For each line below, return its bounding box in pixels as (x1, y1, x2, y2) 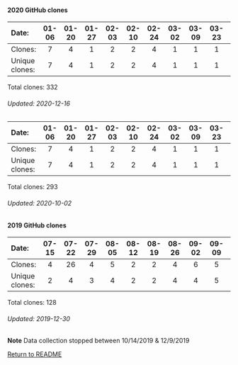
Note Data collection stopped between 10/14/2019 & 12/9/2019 (7, 337, 190, 345)
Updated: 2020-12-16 (7, 99, 71, 108)
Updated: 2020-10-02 (7, 199, 72, 207)
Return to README (7, 350, 62, 359)
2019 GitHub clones (7, 220, 67, 230)
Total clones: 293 (7, 183, 58, 191)
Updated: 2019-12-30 (7, 314, 71, 322)
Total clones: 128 (7, 298, 57, 307)
